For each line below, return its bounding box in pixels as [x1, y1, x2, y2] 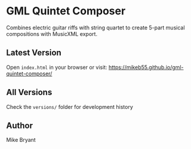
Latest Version [6, 48, 61, 58]
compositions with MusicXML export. [6, 30, 97, 37]
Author [6, 120, 33, 130]
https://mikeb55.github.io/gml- [108, 63, 184, 71]
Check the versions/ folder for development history [6, 103, 133, 110]
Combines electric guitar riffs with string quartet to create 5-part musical [6, 24, 185, 31]
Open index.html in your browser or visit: [6, 63, 107, 71]
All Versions [6, 87, 53, 98]
